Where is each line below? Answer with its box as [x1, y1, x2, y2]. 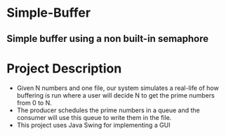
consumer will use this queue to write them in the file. [16, 113, 172, 121]
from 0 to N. [16, 98, 52, 107]
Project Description [6, 61, 122, 76]
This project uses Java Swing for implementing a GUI [16, 121, 171, 129]
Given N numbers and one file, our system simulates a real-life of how [16, 84, 219, 92]
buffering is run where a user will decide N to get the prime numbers [16, 91, 215, 99]
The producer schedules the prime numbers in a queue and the [16, 106, 201, 114]
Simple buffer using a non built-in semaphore [6, 33, 209, 45]
